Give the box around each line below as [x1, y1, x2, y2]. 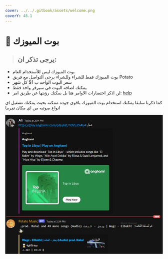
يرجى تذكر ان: [17, 55, 57, 64]
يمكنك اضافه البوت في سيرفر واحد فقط [12, 84, 87, 90]
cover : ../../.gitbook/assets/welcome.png [5, 8, 95, 13]
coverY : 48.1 [5, 13, 32, 18]
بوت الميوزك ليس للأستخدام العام [12, 68, 75, 74]
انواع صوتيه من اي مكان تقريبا [5, 105, 60, 111]
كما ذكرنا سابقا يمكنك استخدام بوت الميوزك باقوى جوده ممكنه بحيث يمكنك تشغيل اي [5, 99, 162, 105]
